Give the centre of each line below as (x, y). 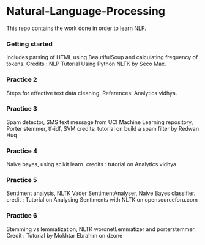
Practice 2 (22, 79)
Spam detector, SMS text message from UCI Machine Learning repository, (100, 122)
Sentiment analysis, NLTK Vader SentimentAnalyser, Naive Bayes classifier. (101, 193)
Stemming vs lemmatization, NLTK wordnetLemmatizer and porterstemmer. (101, 229)
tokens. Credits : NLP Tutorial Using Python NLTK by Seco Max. (86, 64)
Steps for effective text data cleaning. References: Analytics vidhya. (92, 93)
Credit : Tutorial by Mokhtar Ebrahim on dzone (65, 235)
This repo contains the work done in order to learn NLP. (76, 28)
